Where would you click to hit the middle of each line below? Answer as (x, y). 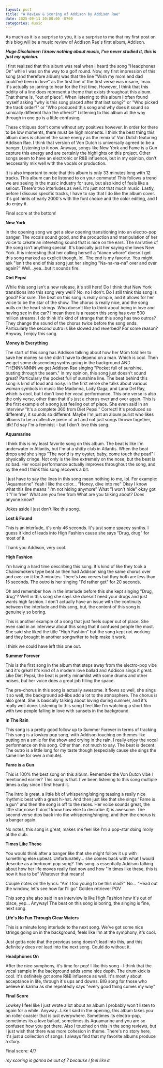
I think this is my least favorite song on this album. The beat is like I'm (75, 444)
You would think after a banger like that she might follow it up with (71, 854)
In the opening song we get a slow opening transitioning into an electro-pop (81, 232)
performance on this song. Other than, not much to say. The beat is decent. (81, 745)
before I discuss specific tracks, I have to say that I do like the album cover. (80, 194)
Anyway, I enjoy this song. (31, 334)
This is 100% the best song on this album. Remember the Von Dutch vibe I (79, 774)
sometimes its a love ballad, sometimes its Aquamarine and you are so (75, 1021)
